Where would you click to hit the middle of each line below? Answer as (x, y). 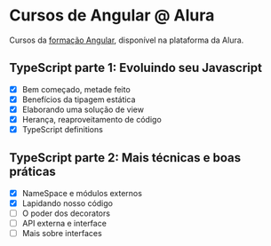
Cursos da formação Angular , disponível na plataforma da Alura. (127, 40)
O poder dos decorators (66, 213)
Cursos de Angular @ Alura (112, 16)
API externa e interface (64, 224)
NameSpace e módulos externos (82, 193)
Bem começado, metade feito (76, 89)
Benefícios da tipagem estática (79, 99)
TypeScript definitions (63, 129)
